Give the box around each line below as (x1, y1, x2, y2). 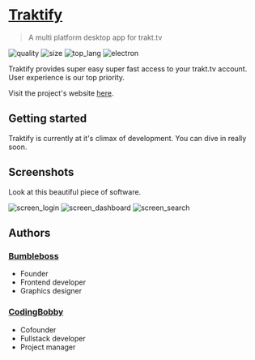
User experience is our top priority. (8, 72, 125, 82)
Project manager (19, 342, 76, 352)
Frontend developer (19, 277, 87, 287)
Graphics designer (19, 286, 83, 296)
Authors (8, 225, 51, 240)
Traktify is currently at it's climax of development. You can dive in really (8, 133, 247, 143)
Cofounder (19, 324, 57, 334)
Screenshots (8, 165, 74, 179)
